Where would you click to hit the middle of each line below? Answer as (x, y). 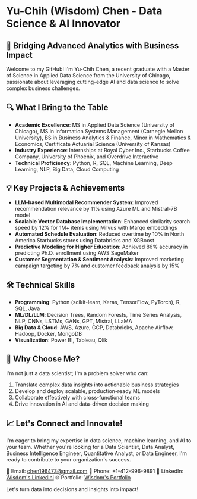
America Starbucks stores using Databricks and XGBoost (84, 240)
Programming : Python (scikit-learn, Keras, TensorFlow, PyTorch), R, (98, 302)
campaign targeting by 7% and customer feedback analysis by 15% (97, 266)
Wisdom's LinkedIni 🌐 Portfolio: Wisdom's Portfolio (69, 478)
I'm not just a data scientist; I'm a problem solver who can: (77, 373)
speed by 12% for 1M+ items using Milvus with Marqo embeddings (96, 227)
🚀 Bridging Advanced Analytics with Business (93, 46)
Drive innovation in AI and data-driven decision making (82, 404)
